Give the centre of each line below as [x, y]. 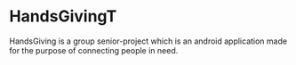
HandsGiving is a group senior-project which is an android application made [148, 41]
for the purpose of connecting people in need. [94, 50]
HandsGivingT [63, 16]
